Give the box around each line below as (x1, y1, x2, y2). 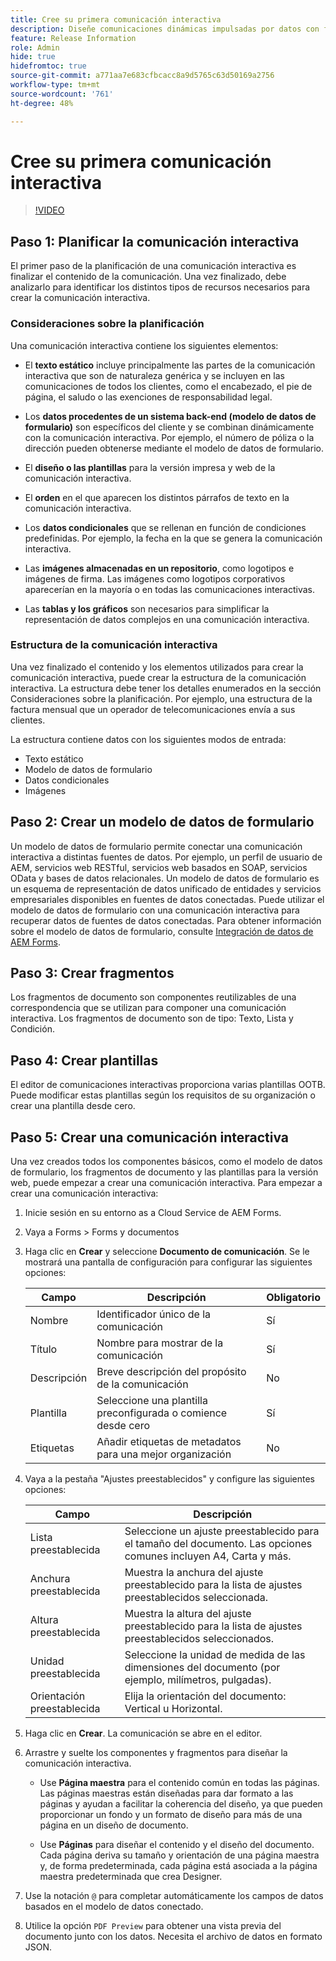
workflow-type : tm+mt (10, 80, 101, 90)
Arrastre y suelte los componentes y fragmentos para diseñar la (24, 1747, 288, 1759)
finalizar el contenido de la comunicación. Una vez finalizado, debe (10, 271, 287, 283)
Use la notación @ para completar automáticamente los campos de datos (24, 1890, 324, 1902)
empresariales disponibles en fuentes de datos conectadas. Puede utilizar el (10, 893, 325, 905)
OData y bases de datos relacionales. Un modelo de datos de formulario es (10, 872, 320, 884)
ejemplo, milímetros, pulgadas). (124, 1673, 272, 1687)
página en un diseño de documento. (39, 1819, 189, 1831)
